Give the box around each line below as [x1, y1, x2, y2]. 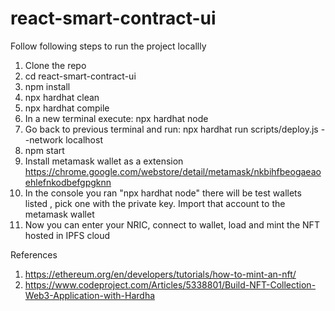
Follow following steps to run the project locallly [10, 40, 207, 52]
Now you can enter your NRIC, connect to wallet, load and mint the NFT [24, 218, 320, 231]
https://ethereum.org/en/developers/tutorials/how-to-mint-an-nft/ [24, 268, 297, 280]
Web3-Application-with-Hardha [24, 289, 156, 301]
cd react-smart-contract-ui [24, 70, 137, 82]
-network [24, 133, 64, 146]
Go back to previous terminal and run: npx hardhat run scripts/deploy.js [24, 123, 319, 135]
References [10, 248, 58, 261]
